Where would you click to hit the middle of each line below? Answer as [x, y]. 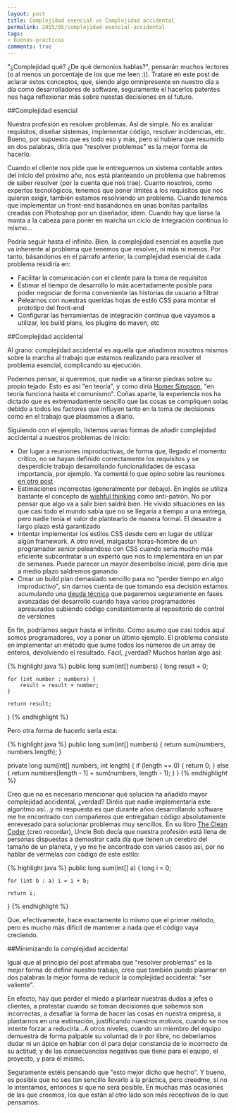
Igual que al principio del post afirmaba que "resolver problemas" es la [110, 962]
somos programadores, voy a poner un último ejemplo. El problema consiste [118, 637]
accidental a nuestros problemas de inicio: [69, 438]
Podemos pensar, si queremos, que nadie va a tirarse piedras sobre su [110, 379]
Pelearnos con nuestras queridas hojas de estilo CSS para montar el [117, 300]
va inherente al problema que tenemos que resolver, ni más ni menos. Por [114, 249]
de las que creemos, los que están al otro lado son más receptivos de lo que [118, 1095]
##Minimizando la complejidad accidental [68, 948]
